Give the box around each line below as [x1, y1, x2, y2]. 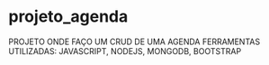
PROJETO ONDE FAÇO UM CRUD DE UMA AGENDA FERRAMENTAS [8, 36, 261, 47]
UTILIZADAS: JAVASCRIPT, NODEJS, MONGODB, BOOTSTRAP [8, 45, 242, 56]
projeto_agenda [8, 6, 129, 27]
